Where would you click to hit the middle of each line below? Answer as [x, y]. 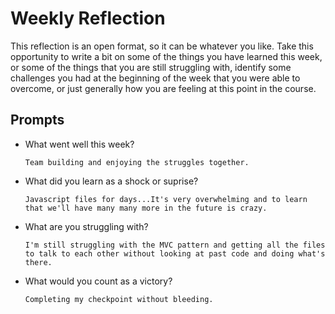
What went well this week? [79, 144]
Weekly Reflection [88, 18]
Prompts [37, 120]
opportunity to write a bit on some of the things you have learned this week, [166, 56]
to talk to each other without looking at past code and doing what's [175, 253]
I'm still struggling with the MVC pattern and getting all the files [175, 245]
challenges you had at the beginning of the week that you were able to [155, 78]
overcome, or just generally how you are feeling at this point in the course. [163, 88]
